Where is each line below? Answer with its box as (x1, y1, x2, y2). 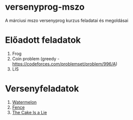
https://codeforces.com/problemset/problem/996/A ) (12, 61, 118, 67)
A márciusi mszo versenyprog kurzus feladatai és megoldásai (5, 17, 129, 23)
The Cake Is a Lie (12, 109, 47, 115)
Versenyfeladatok (5, 83, 79, 94)
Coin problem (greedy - (12, 55, 60, 62)
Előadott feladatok (5, 34, 81, 46)
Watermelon (12, 99, 37, 105)
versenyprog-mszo (5, 1, 85, 13)
